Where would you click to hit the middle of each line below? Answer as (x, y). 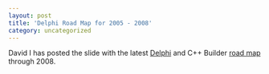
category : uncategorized (50, 30)
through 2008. (32, 61)
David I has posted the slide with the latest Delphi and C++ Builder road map (134, 53)
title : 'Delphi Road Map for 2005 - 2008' (80, 23)
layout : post (30, 16)
